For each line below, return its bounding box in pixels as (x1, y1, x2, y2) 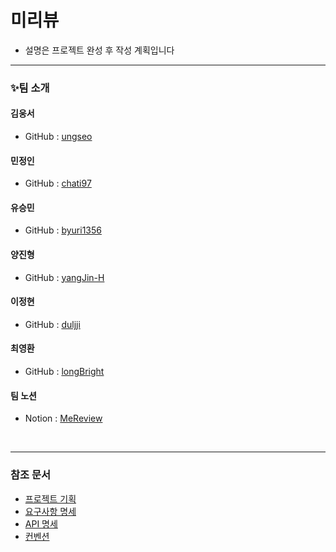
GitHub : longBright (24, 366, 105, 378)
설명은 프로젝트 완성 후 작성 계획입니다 (24, 44, 175, 56)
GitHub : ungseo (24, 131, 93, 143)
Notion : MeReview (24, 412, 103, 425)
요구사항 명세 (24, 505, 77, 517)
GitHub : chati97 (24, 177, 92, 190)
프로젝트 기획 (24, 492, 77, 505)
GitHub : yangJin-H (24, 271, 105, 283)
